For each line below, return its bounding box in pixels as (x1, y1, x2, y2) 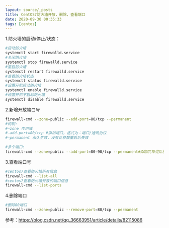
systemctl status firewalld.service (5, 78, 82, 83)
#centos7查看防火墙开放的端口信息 (5, 178, 68, 183)
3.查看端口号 (5, 159, 32, 165)
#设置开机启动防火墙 (5, 83, 42, 88)
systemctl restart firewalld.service (5, 69, 84, 74)
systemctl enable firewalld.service (5, 88, 82, 93)
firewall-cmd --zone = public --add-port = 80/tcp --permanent (5, 116, 132, 122)
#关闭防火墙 (5, 55, 27, 60)
